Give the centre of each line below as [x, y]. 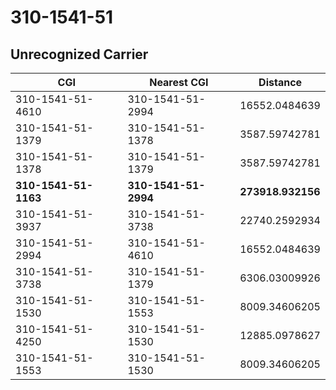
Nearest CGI [179, 82]
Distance [280, 82]
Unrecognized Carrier [79, 54]
